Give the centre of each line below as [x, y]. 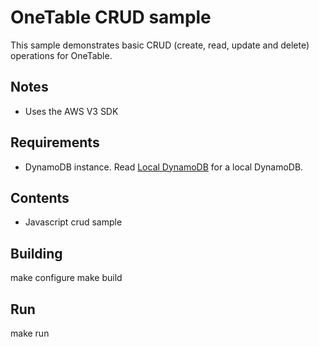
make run [30, 333]
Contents [40, 197]
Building [36, 253]
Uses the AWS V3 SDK [71, 111]
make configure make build [66, 278]
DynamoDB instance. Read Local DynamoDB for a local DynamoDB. [164, 167]
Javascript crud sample [73, 222]
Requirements [55, 142]
